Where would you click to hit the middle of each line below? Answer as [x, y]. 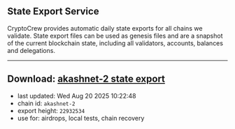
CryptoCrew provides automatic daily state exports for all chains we [105, 28]
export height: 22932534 [51, 110]
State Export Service [53, 12]
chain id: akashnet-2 [46, 103]
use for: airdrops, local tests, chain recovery [81, 118]
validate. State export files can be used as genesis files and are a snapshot [115, 36]
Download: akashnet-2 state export [86, 79]
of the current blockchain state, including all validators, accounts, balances [115, 43]
